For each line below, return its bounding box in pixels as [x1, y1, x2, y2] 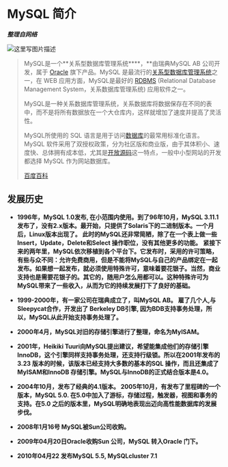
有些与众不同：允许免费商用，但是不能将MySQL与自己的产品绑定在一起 [16, 255, 218, 264]
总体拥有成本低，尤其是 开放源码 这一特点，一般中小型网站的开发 [42, 148, 222, 156]
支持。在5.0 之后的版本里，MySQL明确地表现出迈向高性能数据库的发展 [16, 399, 217, 407]
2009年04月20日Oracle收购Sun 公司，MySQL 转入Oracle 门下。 [16, 437, 202, 445]
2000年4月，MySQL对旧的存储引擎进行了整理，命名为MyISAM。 [16, 327, 203, 336]
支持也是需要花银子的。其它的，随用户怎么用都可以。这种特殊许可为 [16, 273, 209, 281]
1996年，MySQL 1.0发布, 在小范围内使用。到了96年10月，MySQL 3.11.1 [16, 213, 219, 221]
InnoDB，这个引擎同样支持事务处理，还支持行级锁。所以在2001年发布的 [16, 351, 220, 359]
